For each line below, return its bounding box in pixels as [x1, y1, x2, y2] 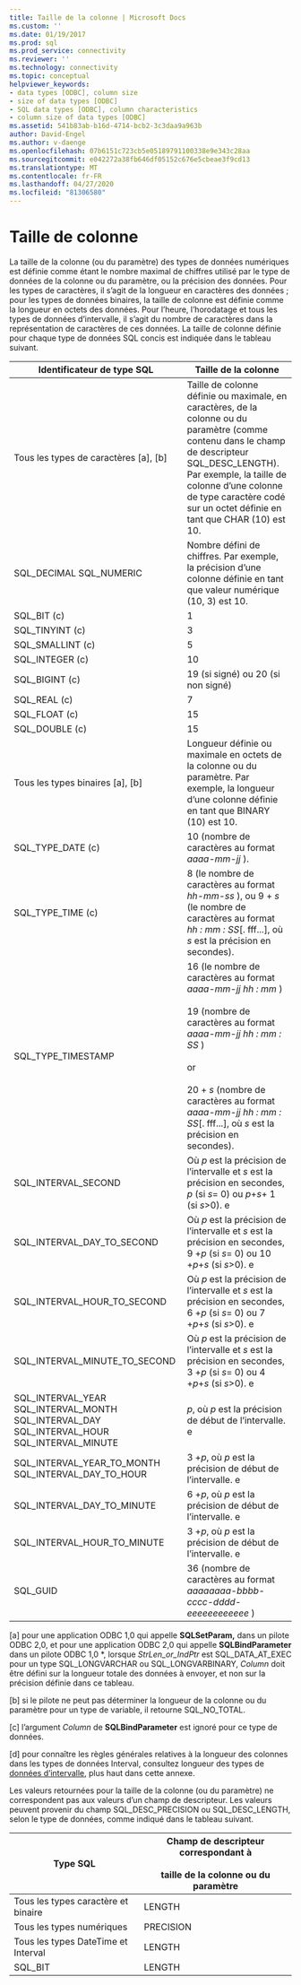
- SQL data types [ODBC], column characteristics [9, 105, 199, 114]
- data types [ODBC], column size [9, 88, 139, 97]
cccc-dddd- [186, 1595, 242, 1608]
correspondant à [178, 1846, 253, 1859]
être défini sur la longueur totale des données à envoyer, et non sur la [9, 1668, 266, 1678]
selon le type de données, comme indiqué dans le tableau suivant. [9, 1813, 254, 1825]
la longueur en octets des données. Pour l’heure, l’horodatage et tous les [9, 304, 278, 315]
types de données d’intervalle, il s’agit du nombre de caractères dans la [9, 313, 273, 324]
